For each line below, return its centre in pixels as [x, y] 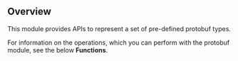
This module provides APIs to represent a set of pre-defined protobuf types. [119, 28]
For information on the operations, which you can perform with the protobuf [119, 43]
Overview [30, 12]
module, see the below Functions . [58, 50]
